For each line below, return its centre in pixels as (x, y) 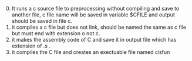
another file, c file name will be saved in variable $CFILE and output (93, 15)
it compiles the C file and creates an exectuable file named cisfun (91, 52)
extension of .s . (31, 46)
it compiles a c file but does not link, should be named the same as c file (99, 27)
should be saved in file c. (42, 21)
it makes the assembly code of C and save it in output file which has (94, 40)
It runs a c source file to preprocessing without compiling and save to (95, 9)
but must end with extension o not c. (56, 33)
